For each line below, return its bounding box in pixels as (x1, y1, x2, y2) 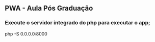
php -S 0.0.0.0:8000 (5, 30, 48, 37)
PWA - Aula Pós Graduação (5, 4, 93, 13)
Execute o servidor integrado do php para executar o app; (5, 19, 151, 26)
